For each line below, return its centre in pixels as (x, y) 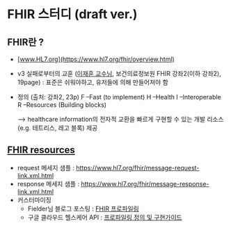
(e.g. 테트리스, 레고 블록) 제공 (57, 128)
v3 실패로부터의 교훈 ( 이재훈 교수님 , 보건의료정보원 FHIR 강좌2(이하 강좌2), (119, 73)
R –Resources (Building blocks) (62, 105)
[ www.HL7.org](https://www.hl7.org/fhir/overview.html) (96, 59)
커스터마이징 (34, 199)
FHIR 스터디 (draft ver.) (72, 14)
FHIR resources (41, 150)
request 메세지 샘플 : (46, 168)
